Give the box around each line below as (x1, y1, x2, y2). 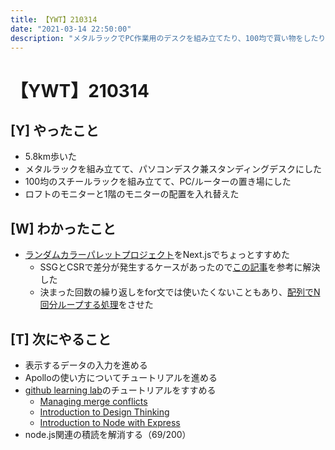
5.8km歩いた (24, 151, 78, 163)
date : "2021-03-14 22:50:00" (10, 24, 132, 34)
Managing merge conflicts (39, 396, 148, 407)
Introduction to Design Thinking (39, 406, 170, 418)
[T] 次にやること (10, 331, 112, 348)
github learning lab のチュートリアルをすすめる (24, 384, 217, 396)
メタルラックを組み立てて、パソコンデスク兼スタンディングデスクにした (24, 163, 323, 175)
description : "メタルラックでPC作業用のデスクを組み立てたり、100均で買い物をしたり (10, 33, 327, 43)
